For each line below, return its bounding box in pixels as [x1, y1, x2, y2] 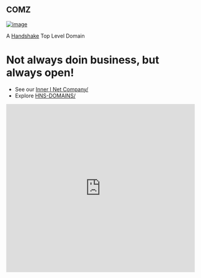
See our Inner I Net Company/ [14, 85, 89, 93]
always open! [6, 66, 74, 80]
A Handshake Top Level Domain [6, 32, 85, 39]
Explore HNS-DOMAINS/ [14, 92, 76, 99]
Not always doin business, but [6, 53, 160, 66]
